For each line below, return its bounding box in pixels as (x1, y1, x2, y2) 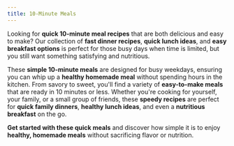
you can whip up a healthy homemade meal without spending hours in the (7, 73, 223, 81)
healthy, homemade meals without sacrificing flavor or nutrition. (7, 131, 194, 139)
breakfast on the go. (7, 110, 67, 118)
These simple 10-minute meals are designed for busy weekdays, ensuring (7, 65, 222, 73)
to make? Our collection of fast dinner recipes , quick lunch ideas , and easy (7, 36, 227, 45)
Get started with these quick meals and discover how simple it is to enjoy (7, 123, 221, 131)
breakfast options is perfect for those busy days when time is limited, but (7, 44, 220, 52)
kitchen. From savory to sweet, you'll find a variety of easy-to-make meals (7, 80, 224, 88)
